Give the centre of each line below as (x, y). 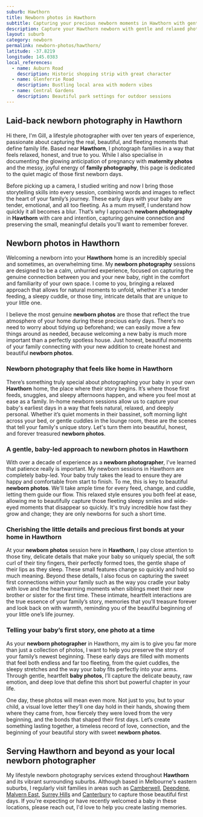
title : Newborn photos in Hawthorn (51, 18)
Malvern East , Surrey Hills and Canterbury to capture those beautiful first (97, 795)
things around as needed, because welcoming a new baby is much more (97, 334)
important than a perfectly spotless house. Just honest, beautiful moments (99, 340)
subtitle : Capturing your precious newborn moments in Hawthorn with (96, 23)
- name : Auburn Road (37, 68)
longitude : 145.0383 (32, 57)
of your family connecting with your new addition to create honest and (94, 347)
